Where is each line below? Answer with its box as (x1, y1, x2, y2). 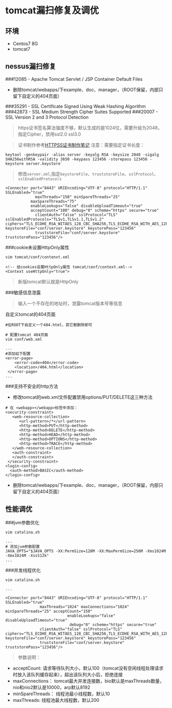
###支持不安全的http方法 (5, 383, 58, 389)
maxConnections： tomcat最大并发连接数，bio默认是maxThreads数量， (12, 678, 165, 684)
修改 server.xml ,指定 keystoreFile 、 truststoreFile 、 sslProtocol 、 (17, 170, 159, 177)
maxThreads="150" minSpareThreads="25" (35, 194, 120, 200)
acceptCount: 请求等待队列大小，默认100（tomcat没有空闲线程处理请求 (12, 665, 164, 671)
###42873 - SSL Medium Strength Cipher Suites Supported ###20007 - (5, 109, 158, 115)
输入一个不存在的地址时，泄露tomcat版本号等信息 (17, 300, 123, 306)
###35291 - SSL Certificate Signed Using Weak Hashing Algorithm (5, 103, 146, 109)
